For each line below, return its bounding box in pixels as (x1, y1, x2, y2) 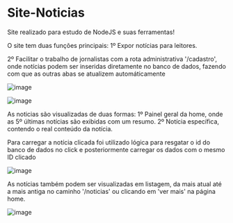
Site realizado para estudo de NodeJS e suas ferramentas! (7, 28, 175, 36)
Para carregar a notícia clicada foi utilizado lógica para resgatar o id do (7, 138, 211, 147)
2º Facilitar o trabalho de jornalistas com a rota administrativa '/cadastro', (7, 54, 218, 63)
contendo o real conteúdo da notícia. (7, 124, 113, 133)
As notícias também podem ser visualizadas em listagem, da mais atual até (7, 179, 223, 188)
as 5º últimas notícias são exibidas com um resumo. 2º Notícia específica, (7, 117, 220, 126)
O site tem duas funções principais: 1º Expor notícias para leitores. (7, 41, 198, 49)
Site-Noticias (7, 5, 86, 21)
